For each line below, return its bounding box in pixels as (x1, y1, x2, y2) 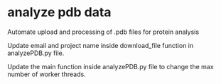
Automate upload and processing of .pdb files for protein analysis (7, 28, 200, 36)
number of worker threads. (7, 70, 87, 78)
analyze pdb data (7, 4, 112, 20)
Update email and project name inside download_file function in (7, 41, 194, 49)
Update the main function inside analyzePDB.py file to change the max (7, 62, 215, 71)
